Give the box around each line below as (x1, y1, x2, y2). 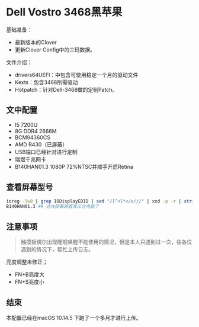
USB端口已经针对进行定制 (14, 148, 78, 155)
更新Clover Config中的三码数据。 (14, 46, 96, 53)
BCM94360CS (14, 134, 50, 141)
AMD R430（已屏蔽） (14, 140, 68, 148)
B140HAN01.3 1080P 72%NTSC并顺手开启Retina (14, 163, 133, 170)
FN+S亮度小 (14, 278, 44, 286)
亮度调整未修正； (6, 258, 48, 265)
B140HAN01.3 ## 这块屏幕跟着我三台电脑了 (6, 204, 99, 210)
